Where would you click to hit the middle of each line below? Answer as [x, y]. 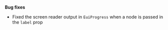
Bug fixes [15, 7]
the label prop [27, 22]
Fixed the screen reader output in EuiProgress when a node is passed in [88, 17]
